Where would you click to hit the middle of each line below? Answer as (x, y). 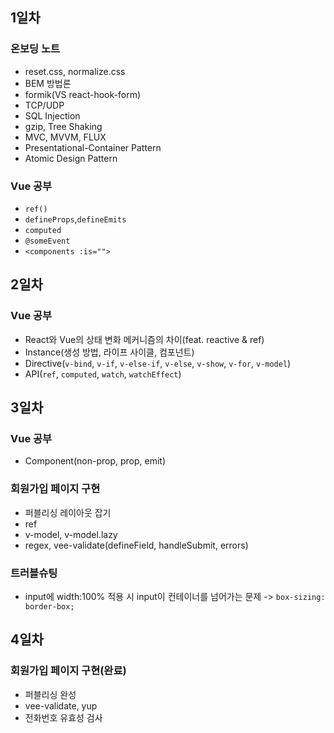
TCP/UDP (44, 105)
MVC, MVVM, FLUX (65, 137)
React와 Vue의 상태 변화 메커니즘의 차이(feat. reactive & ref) (144, 339)
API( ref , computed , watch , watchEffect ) (103, 374)
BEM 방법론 (48, 83)
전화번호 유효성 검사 (63, 717)
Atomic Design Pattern (71, 158)
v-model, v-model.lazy (71, 534)
